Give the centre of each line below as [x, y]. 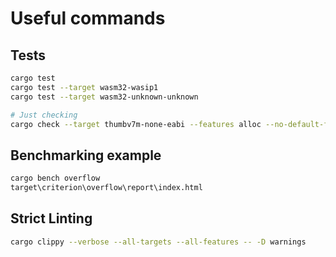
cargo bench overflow [55, 178]
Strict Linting [51, 218]
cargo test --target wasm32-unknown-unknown [104, 97]
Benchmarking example [86, 155]
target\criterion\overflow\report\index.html [106, 188]
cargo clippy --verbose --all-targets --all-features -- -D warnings [158, 242]
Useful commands [88, 18]
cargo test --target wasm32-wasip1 [84, 87]
